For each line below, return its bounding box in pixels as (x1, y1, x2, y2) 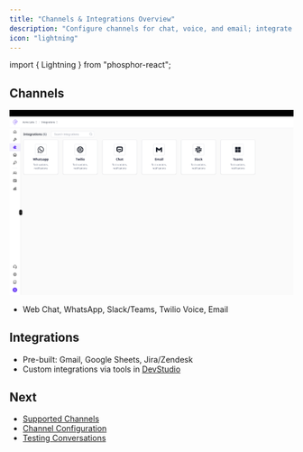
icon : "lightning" (9, 33, 78, 42)
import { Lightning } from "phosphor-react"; (9, 60, 171, 70)
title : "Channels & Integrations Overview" (9, 14, 176, 23)
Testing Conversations (22, 433, 106, 444)
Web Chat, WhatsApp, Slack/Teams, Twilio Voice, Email (22, 303, 229, 315)
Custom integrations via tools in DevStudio (22, 364, 181, 374)
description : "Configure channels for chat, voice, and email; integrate (9, 23, 293, 33)
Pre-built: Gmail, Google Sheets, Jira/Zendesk (22, 354, 194, 364)
